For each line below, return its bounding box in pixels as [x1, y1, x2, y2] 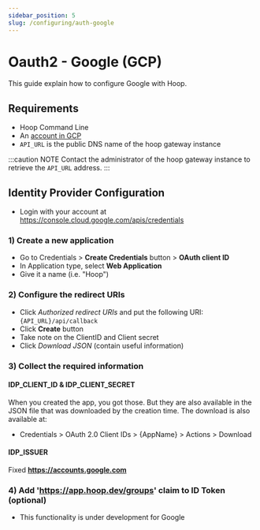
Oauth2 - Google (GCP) [8, 53, 162, 71]
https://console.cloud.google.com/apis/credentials [19, 215, 184, 225]
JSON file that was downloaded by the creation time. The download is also [8, 405, 251, 415]
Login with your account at [19, 207, 107, 217]
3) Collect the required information [8, 360, 144, 371]
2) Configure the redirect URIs [8, 289, 125, 300]
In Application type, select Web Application [19, 261, 162, 271]
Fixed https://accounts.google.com [8, 465, 128, 474]
